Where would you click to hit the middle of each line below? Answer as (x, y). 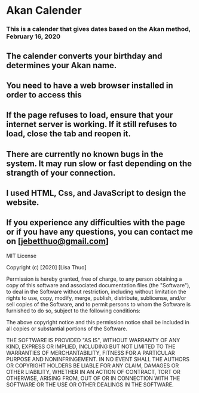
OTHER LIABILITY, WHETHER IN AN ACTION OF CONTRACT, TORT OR (93, 371)
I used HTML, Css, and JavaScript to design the (96, 193)
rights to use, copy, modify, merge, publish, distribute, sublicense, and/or (96, 298)
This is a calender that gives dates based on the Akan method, (99, 29)
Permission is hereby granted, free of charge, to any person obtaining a (94, 279)
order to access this (44, 95)
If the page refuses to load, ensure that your (90, 115)
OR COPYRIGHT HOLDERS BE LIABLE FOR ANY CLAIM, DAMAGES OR (93, 366)
